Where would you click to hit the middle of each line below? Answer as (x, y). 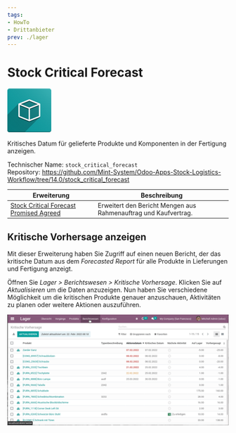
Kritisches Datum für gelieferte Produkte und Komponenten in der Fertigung (117, 143)
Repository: (24, 172)
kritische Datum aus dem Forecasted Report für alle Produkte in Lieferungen (118, 261)
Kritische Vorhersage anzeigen (77, 237)
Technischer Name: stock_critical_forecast (73, 164)
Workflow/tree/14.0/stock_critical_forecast (68, 180)
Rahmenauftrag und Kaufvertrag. (145, 213)
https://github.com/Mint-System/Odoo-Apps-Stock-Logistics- (131, 172)
